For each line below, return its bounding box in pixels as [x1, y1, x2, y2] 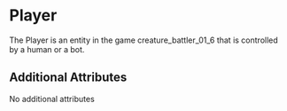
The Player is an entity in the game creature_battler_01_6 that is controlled [9, 35, 279, 45]
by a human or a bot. [9, 44, 85, 54]
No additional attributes [9, 93, 95, 104]
